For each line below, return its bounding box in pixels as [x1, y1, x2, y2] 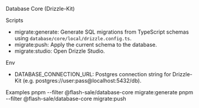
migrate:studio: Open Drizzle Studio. [14, 47, 105, 55]
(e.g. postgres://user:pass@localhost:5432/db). [22, 77, 142, 84]
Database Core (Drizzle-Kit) [5, 5, 75, 12]
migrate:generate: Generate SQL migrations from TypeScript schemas [14, 28, 189, 35]
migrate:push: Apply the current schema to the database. [14, 41, 157, 48]
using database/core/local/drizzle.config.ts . [14, 35, 132, 41]
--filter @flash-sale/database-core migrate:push [5, 95, 126, 102]
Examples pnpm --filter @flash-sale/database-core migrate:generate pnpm [5, 89, 194, 95]
